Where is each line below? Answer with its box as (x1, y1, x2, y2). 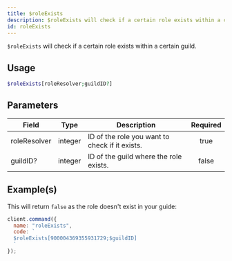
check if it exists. (87, 140, 143, 150)
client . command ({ (7, 215, 57, 222)
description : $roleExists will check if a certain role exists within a (7, 17, 221, 24)
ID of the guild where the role (87, 152, 182, 161)
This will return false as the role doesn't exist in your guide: (7, 202, 177, 210)
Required (191, 120, 222, 129)
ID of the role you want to (87, 132, 170, 141)
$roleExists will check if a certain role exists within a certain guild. (7, 42, 197, 51)
